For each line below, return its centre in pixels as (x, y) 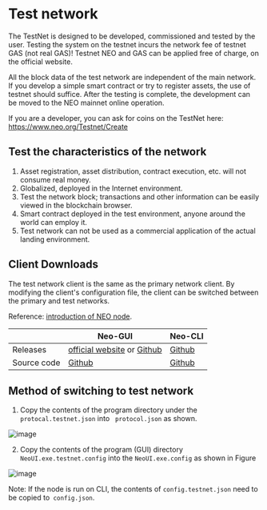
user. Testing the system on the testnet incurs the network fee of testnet (127, 44)
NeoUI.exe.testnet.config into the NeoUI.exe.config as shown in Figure (138, 458)
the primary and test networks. (59, 300)
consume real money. (56, 179)
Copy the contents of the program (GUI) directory (102, 450)
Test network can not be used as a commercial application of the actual (137, 231)
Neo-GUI (115, 335)
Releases (29, 349)
